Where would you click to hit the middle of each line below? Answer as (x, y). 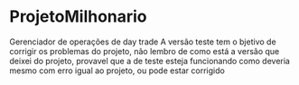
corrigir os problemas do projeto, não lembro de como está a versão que (145, 51)
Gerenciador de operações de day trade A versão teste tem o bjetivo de (143, 42)
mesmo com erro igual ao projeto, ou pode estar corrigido (117, 71)
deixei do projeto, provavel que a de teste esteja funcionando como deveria (150, 61)
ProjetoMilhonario (78, 17)
